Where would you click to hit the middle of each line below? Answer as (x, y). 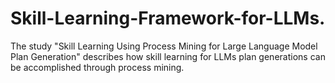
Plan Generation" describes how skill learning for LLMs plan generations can (168, 56)
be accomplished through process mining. (97, 67)
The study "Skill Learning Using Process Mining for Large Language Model (164, 46)
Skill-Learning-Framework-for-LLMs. (168, 18)
